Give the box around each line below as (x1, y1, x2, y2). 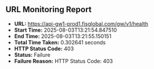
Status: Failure (14, 51, 51, 58)
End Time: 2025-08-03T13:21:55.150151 (14, 32, 112, 40)
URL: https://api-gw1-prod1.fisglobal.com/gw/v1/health (14, 20, 149, 27)
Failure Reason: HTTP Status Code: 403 (14, 57, 113, 64)
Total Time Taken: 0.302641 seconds (14, 39, 106, 46)
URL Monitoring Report (5, 5, 92, 15)
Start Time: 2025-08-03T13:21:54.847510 (14, 26, 117, 33)
